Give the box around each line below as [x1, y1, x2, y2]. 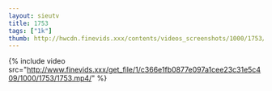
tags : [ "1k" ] [8, 27, 53, 35]
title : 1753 [8, 19, 49, 27]
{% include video [8, 56, 66, 66]
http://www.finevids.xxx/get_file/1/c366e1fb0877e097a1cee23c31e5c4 [27, 65, 261, 75]
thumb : [8, 34, 31, 43]
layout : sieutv [8, 11, 60, 20]
